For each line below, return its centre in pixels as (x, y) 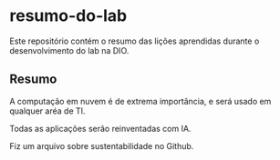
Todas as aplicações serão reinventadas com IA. (100, 128)
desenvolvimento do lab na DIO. (69, 50)
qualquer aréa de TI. (47, 111)
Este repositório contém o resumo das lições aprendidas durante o (135, 41)
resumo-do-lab (68, 16)
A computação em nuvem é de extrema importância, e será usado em (140, 101)
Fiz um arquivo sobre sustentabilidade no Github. (102, 145)
